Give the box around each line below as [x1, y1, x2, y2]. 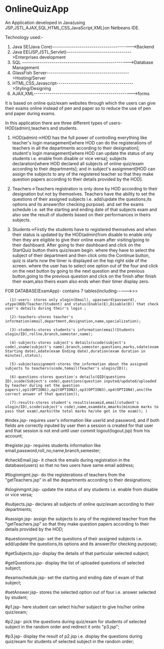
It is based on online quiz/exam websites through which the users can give [5, 100, 156, 106]
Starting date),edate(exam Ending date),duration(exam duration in [5, 348, 146, 353]
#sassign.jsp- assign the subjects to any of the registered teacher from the [5, 515, 156, 522]
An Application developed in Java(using [5, 20, 86, 25]
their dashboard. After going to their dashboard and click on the [12, 242, 141, 248]
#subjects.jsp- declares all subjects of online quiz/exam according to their [5, 501, 155, 507]
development [39, 54, 66, 60]
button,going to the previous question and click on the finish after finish [12, 273, 157, 279]
